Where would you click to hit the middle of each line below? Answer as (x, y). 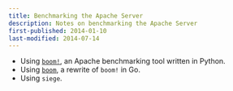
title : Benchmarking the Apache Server (76, 16)
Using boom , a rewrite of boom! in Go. (80, 70)
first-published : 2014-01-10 (58, 31)
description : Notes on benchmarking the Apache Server (103, 23)
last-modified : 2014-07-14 (54, 38)
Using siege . (41, 78)
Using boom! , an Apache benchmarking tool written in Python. (123, 61)
